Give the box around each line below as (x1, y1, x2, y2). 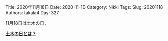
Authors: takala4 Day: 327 (5, 10, 59, 16)
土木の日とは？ (5, 31, 36, 36)
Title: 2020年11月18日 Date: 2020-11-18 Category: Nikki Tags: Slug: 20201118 (5, 4, 163, 10)
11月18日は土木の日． (5, 20, 49, 26)
